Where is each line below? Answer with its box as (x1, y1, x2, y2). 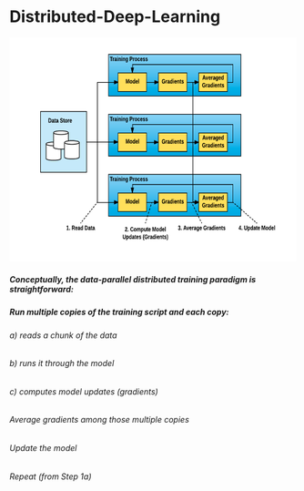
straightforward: (9, 283, 75, 294)
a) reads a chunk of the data (9, 330, 117, 341)
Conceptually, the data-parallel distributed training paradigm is (9, 273, 257, 284)
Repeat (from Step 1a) (9, 471, 92, 482)
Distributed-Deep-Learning (9, 6, 221, 27)
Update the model (9, 443, 77, 453)
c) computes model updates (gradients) (9, 385, 159, 397)
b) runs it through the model (9, 358, 115, 369)
